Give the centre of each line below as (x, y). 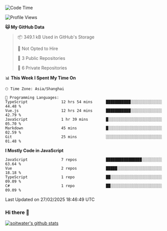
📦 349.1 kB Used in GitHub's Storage (56, 37)
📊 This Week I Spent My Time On (40, 78)
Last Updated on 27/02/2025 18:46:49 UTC (50, 199)
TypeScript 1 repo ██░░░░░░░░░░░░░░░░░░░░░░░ (84, 177)
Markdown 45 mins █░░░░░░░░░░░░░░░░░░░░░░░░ (84, 128)
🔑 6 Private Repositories (42, 68)
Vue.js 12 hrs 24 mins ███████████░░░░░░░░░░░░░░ (84, 111)
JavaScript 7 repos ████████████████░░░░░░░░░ (84, 160)
